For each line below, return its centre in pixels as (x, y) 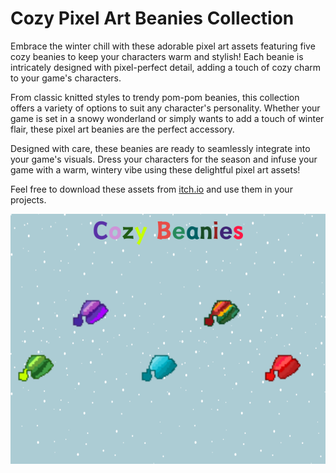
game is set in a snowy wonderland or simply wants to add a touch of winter (167, 118)
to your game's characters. (66, 78)
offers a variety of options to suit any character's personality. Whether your (165, 108)
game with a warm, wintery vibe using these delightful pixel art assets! (155, 169)
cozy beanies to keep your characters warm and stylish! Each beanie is (157, 56)
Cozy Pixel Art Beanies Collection (152, 18)
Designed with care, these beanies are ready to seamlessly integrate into (160, 148)
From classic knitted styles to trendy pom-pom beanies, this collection (155, 97)
